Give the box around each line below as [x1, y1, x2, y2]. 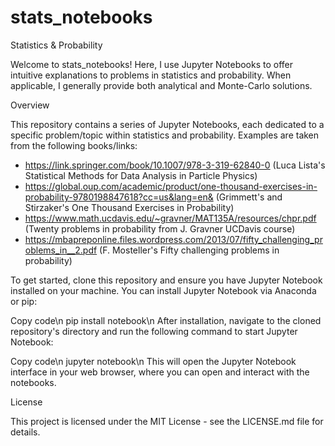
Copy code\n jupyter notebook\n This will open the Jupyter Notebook [10, 355, 297, 367]
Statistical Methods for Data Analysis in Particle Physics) [24, 169, 258, 181]
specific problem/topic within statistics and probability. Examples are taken [10, 129, 320, 141]
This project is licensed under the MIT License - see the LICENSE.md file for [10, 415, 324, 427]
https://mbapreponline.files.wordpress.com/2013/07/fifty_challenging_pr [24, 233, 323, 245]
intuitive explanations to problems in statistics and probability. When [10, 69, 292, 81]
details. [10, 426, 41, 438]
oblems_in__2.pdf [24, 244, 98, 256]
